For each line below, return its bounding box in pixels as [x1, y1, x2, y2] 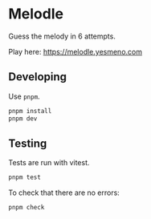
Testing [8, 136, 47, 150]
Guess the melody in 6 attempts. [8, 31, 116, 41]
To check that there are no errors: [8, 188, 120, 197]
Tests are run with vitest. [8, 158, 90, 168]
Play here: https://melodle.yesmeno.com [8, 47, 143, 56]
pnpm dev [8, 114, 38, 123]
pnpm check [8, 204, 45, 212]
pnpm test [8, 173, 42, 181]
